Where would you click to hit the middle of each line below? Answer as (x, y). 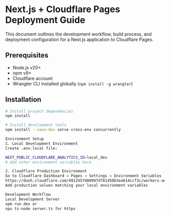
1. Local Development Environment (42, 143)
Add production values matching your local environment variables (77, 186)
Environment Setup (25, 139)
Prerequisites (27, 55)
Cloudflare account (33, 78)
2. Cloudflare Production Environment (46, 171)
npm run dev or (21, 204)
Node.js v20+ (27, 67)
